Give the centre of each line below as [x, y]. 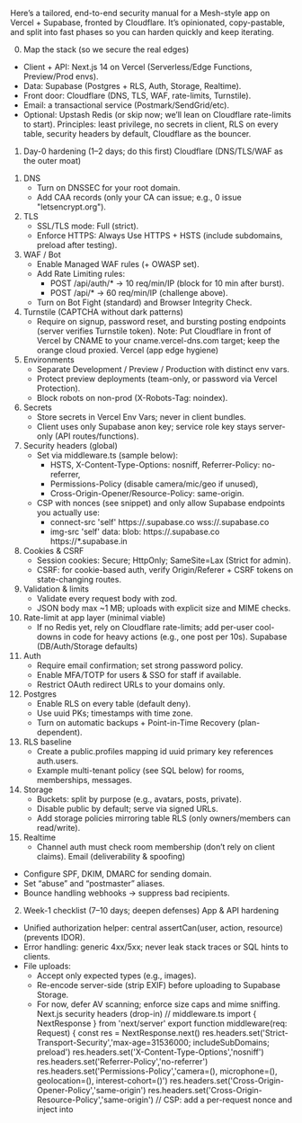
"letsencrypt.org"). [71, 207]
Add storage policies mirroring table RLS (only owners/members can [164, 818]
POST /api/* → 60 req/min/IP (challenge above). [139, 293]
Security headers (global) [70, 446]
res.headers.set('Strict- [245, 1033]
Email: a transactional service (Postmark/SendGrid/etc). [126, 105]
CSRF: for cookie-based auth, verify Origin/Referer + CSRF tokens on [165, 570]
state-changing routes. [79, 579]
